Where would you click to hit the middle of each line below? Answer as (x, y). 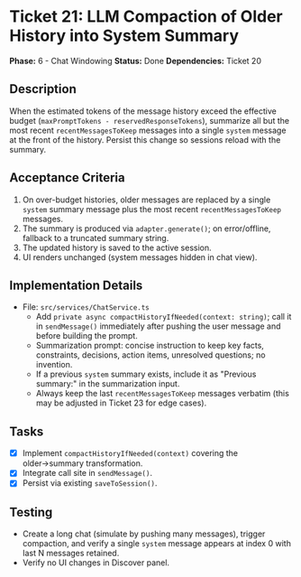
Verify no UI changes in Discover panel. (96, 563)
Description (43, 89)
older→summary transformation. (82, 463)
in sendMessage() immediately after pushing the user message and (158, 326)
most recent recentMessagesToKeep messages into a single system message (148, 130)
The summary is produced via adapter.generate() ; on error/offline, (146, 228)
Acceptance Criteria (67, 178)
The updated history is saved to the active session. (117, 247)
